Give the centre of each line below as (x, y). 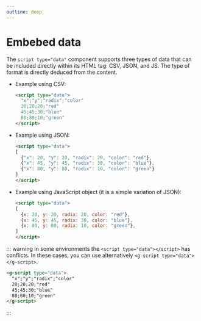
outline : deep (24, 12)
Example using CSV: (40, 84)
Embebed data (44, 42)
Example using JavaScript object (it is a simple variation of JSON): (98, 192)
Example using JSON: (42, 135)
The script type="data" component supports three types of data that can (99, 59)
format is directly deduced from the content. (62, 72)
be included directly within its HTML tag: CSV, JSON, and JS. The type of (98, 65)
